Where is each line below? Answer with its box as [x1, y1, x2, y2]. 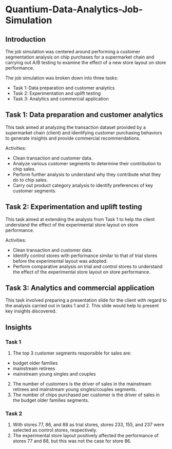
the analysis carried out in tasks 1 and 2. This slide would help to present [5, 303, 159, 309]
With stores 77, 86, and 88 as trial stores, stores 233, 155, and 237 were [12, 422, 164, 428]
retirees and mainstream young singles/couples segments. [12, 386, 137, 393]
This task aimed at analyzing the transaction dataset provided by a [5, 124, 146, 130]
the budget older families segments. [12, 397, 89, 403]
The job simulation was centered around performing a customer [5, 49, 140, 54]
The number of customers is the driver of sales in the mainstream [12, 381, 151, 387]
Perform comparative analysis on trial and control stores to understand [12, 263, 163, 269]
